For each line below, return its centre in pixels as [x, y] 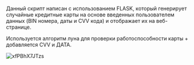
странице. [19, 27]
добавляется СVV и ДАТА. [39, 45]
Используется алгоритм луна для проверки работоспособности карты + [97, 38]
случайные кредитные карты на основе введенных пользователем [90, 15]
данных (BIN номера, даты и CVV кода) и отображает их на [81, 21]
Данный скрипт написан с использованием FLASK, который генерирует [96, 8]
